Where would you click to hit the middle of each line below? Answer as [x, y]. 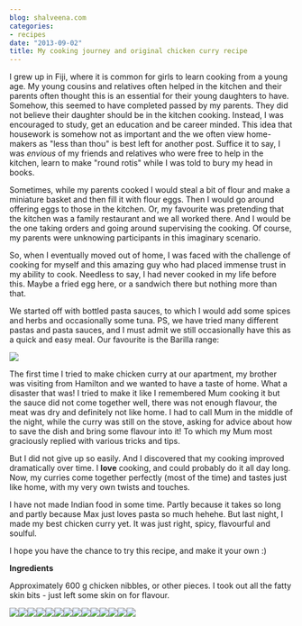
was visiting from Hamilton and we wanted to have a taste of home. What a [149, 384]
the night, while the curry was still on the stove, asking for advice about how [151, 422]
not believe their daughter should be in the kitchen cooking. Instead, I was [146, 115]
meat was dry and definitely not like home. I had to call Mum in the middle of [151, 413]
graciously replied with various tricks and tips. [95, 441]
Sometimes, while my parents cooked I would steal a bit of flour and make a [150, 190]
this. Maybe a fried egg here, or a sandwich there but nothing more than [143, 284]
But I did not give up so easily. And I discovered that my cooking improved [147, 458]
